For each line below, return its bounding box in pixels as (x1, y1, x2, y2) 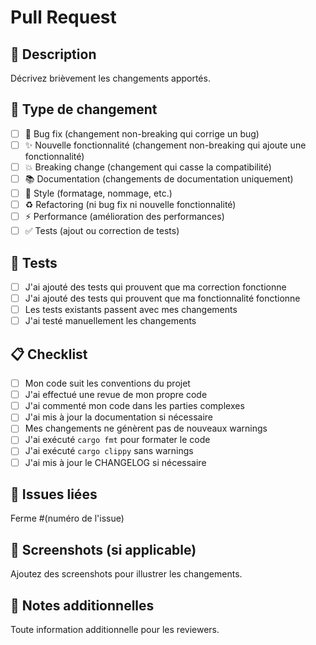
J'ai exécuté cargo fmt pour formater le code (24, 434, 211, 446)
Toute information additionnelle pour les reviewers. (10, 624, 220, 635)
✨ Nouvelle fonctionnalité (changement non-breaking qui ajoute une (24, 139, 307, 151)
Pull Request (10, 6, 117, 29)
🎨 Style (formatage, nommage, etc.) (24, 187, 173, 199)
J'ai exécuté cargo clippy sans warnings (24, 445, 194, 457)
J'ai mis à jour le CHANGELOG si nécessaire (24, 456, 207, 468)
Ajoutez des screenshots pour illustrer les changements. (10, 568, 243, 580)
